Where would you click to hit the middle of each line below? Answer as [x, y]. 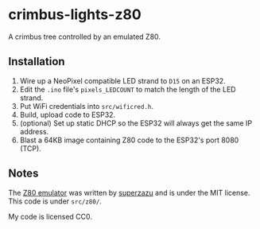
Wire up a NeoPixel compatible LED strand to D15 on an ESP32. [122, 80]
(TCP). [30, 148]
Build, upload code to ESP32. [68, 114]
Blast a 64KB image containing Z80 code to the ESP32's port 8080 [129, 140]
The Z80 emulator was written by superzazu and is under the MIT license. [129, 192]
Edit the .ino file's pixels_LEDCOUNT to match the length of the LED [128, 89]
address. [34, 131]
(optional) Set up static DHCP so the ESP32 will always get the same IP [136, 123]
